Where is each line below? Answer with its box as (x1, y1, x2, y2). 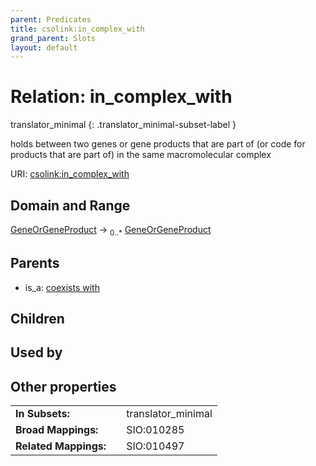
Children (10, 311, 65, 327)
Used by (10, 344, 63, 361)
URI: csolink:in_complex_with (10, 168, 130, 180)
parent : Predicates (10, 14, 92, 25)
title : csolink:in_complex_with (10, 24, 145, 34)
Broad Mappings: (15, 423, 99, 437)
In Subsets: (15, 407, 70, 421)
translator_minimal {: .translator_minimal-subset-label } (10, 119, 237, 131)
